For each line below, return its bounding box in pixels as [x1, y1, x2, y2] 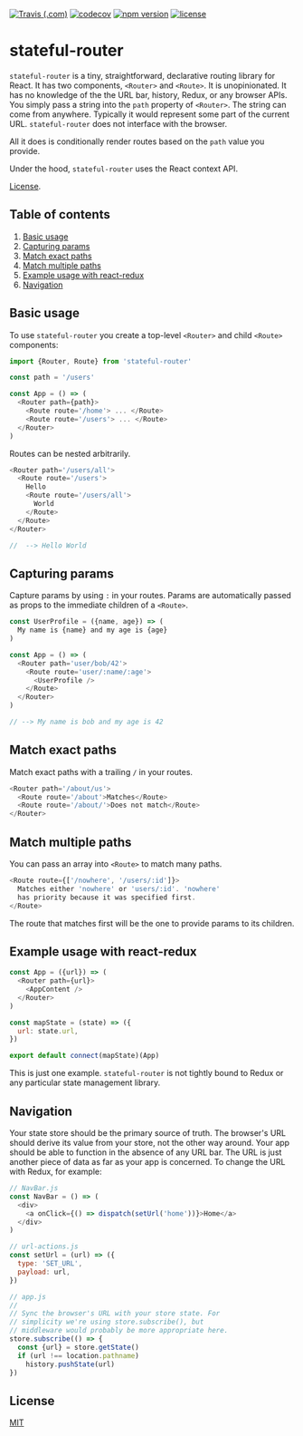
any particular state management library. [9, 1077, 161, 1088]
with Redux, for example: [9, 1166, 102, 1177]
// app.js [9, 1292, 47, 1301]
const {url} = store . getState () [17, 1343, 140, 1352]
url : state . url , [17, 1026, 79, 1035]
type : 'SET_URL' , [17, 1259, 83, 1268]
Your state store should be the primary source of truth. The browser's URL [9, 1128, 287, 1138]
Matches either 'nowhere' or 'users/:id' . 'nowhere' [17, 884, 221, 893]
